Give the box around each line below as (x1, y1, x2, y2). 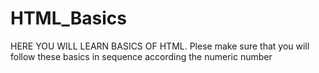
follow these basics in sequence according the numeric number (10, 50, 273, 62)
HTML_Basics (10, 7, 128, 30)
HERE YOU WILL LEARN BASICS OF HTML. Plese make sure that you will (10, 40, 310, 52)
